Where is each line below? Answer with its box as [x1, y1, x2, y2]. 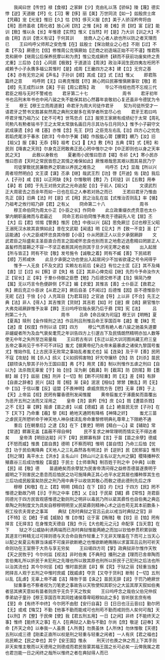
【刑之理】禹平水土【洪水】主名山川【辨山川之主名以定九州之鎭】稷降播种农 [5, 453, 160, 459]
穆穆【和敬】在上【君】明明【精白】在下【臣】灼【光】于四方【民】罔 [13, 484, 156, 489]
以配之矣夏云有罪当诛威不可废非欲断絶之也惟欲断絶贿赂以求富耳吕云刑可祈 [5, 539, 156, 545]
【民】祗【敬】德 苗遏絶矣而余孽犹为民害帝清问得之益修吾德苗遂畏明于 [5, 465, 157, 471]
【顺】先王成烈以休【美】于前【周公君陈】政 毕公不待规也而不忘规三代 [5, 84, 157, 90]
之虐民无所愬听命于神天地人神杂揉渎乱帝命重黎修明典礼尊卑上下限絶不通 [5, 416, 151, 422]
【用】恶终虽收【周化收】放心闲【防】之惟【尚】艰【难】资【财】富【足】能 [5, 23, 160, 29]
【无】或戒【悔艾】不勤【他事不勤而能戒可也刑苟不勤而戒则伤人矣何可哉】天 [5, 607, 160, 612]
